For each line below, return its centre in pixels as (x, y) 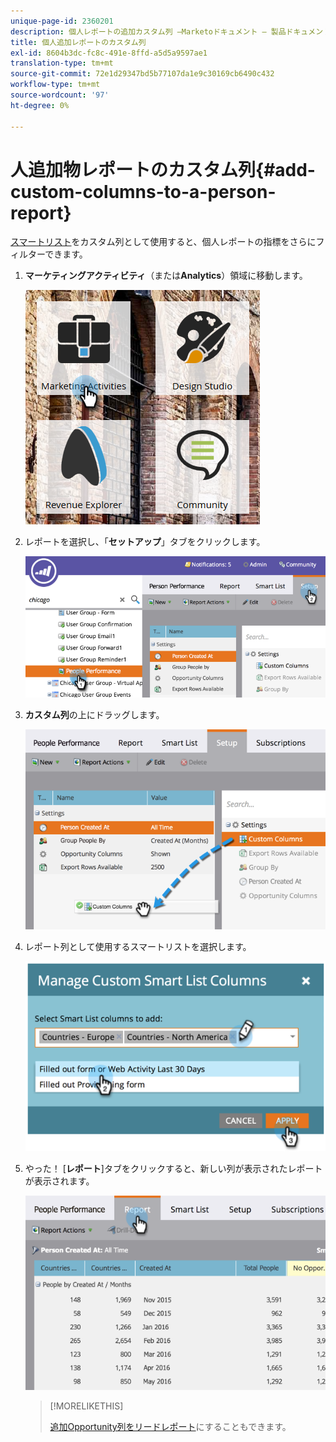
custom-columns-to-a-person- (143, 191)
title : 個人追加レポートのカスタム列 (78, 42)
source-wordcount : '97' (60, 95)
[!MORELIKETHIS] (86, 1406)
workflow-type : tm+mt (55, 85)
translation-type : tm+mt (62, 63)
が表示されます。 (59, 1181)
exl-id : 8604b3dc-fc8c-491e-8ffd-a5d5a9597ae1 (109, 53)
